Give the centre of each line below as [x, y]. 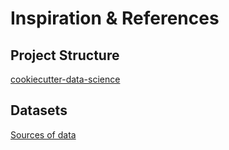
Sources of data [43, 134]
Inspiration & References [115, 18]
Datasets [39, 110]
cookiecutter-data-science [65, 79]
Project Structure [65, 55]
